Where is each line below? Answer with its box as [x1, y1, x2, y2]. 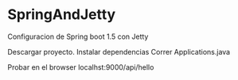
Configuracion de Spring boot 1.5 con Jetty [7, 32, 149, 41]
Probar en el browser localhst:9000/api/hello [7, 62, 154, 72]
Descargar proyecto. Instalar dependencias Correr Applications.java [7, 47, 231, 56]
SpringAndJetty [7, 6, 116, 24]
